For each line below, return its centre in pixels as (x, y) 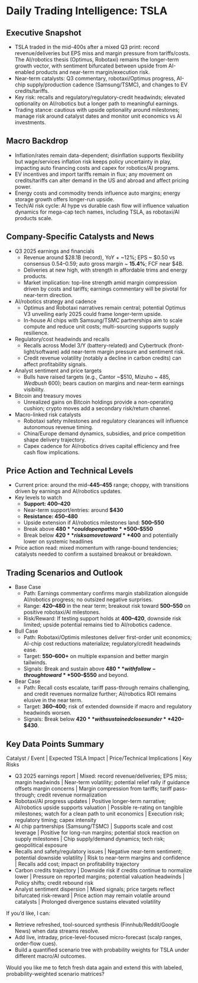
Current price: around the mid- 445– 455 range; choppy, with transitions (102, 485)
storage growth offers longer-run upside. (64, 199)
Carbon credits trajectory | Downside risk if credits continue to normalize (103, 871)
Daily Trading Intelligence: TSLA (87, 11)
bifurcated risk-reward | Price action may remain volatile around (92, 895)
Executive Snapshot (44, 33)
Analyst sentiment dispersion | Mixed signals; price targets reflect (95, 889)
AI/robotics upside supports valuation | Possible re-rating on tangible (99, 808)
